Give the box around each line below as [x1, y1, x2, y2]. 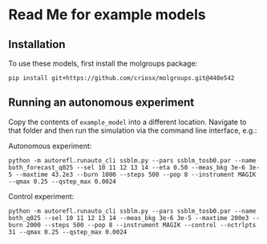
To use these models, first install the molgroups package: [8, 58, 198, 68]
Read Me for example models [8, 6, 206, 24]
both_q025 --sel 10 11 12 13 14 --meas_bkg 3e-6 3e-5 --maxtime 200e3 [8, 214, 249, 222]
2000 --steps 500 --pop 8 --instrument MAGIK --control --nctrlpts [26, 221, 257, 229]
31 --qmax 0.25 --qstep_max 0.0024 [8, 228, 127, 236]
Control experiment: [8, 191, 75, 201]
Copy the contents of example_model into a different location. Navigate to [8, 117, 247, 126]
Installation [8, 38, 66, 51]
